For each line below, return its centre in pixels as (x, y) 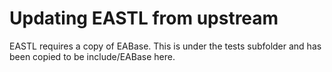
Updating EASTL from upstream (144, 18)
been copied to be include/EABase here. (92, 56)
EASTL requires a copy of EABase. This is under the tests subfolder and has (165, 46)
